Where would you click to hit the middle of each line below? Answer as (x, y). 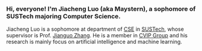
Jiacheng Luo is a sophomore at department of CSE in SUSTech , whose (95, 29)
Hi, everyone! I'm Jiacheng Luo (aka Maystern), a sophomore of (101, 9)
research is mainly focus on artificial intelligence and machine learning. (94, 42)
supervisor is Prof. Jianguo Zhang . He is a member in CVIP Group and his (97, 36)
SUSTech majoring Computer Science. (64, 16)
